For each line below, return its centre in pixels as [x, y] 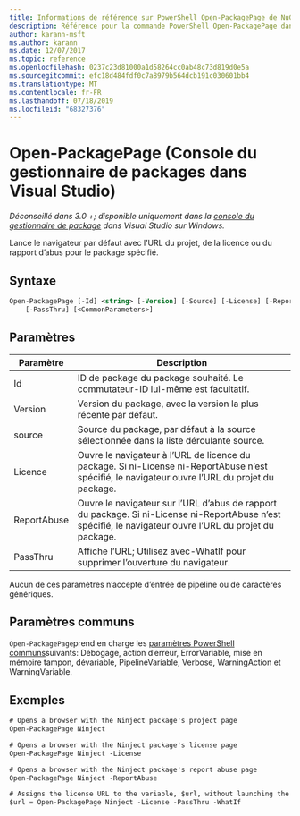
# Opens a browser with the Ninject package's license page [124, 745]
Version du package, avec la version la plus [168, 404]
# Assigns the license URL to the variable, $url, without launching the [150, 794]
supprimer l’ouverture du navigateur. [154, 562]
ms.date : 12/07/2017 [48, 51]
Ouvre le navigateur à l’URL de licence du [164, 455]
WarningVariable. [41, 672]
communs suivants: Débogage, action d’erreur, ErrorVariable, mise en [136, 653]
